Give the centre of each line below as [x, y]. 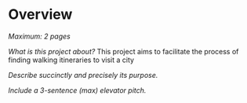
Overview [40, 15]
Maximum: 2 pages [39, 36]
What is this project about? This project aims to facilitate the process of [123, 51]
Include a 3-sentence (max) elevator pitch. [77, 90]
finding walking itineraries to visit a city [71, 60]
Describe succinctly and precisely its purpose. [83, 75]
